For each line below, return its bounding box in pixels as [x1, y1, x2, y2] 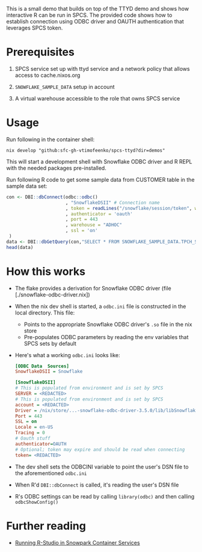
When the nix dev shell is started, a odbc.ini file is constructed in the [14, 302, 186, 310]
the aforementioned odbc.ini [14, 469, 87, 477]
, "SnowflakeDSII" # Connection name [65, 200, 161, 206]
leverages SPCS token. [6, 24, 63, 31]
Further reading [6, 519, 86, 533]
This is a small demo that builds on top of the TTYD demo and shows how [6, 5, 189, 12]
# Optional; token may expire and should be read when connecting [14, 446, 185, 453]
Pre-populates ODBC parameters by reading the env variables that [23, 333, 189, 340]
